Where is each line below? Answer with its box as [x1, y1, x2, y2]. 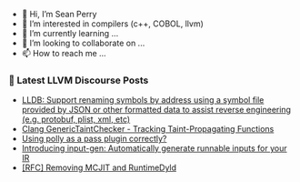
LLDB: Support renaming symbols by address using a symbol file [21, 95, 265, 106]
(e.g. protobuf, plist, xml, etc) [21, 114, 131, 125]
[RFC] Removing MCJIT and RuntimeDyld [21, 162, 177, 173]
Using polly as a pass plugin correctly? [21, 133, 167, 145]
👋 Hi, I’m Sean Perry [21, 9, 97, 19]
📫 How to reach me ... [21, 48, 106, 58]
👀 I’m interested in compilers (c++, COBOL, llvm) [21, 18, 204, 29]
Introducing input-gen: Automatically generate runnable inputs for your [21, 143, 287, 154]
